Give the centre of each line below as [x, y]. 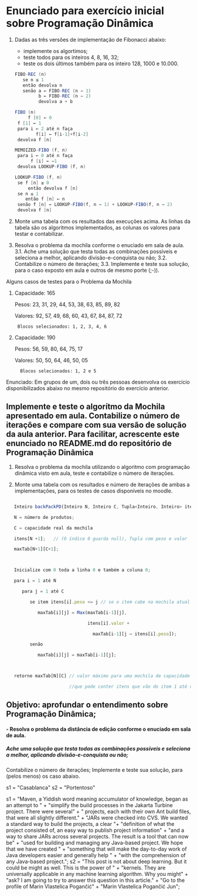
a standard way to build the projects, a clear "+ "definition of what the [90, 824]
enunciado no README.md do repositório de [89, 443]
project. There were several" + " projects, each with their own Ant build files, [98, 811]
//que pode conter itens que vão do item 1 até [128, 687]
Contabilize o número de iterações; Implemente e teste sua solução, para [94, 770]
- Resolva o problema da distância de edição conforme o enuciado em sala [98, 729]
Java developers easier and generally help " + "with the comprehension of [96, 855]
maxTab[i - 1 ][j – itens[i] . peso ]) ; [135, 634]
